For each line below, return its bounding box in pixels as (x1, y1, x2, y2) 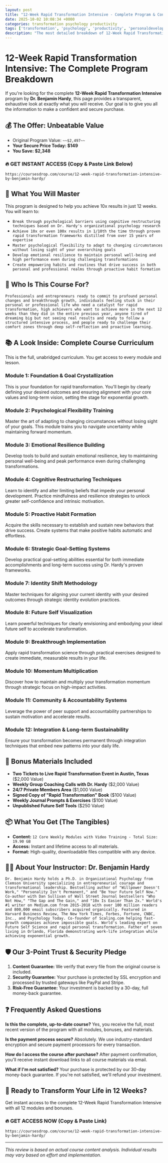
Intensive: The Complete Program (5, 63, 148, 74)
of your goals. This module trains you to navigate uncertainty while (5, 423, 143, 429)
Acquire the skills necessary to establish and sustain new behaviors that (5, 522, 154, 528)
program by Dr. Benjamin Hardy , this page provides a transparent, (5, 95, 142, 101)
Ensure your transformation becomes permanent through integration (5, 738, 146, 744)
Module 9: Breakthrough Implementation (5, 638, 106, 645)
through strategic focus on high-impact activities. (5, 684, 107, 690)
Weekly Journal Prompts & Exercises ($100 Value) (12, 797, 118, 803)
